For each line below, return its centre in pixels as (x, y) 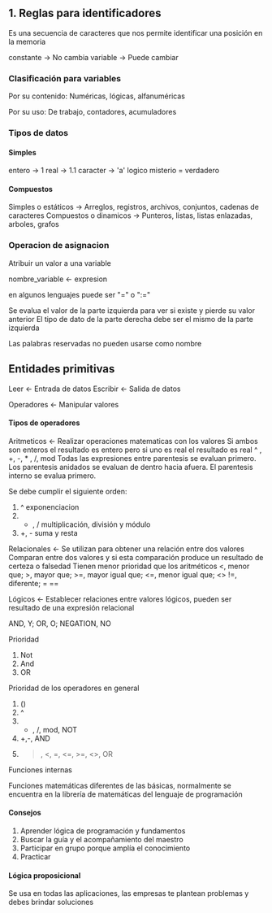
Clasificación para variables (65, 78)
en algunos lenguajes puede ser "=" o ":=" (80, 294)
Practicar (35, 856)
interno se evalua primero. (52, 476)
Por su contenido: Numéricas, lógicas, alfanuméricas (97, 96)
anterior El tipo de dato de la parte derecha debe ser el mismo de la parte (131, 319)
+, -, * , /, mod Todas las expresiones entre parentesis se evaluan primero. (133, 458)
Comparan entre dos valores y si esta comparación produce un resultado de (136, 557)
